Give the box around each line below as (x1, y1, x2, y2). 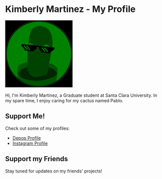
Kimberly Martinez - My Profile (5, 3, 136, 15)
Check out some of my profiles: (5, 125, 70, 131)
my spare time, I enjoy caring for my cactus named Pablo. (5, 97, 124, 103)
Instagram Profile (12, 140, 48, 146)
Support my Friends (5, 155, 68, 163)
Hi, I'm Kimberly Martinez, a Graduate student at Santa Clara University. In (5, 92, 158, 98)
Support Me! (5, 112, 45, 121)
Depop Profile (12, 135, 41, 141)
